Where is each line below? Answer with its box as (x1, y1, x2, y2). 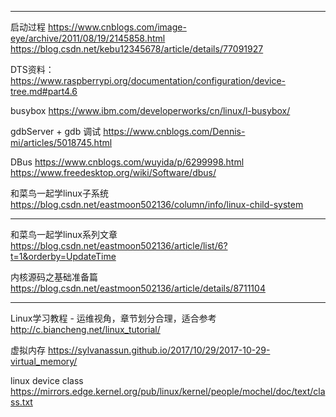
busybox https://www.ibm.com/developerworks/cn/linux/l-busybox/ (10, 105, 291, 116)
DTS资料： (10, 64, 55, 75)
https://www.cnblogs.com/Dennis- (103, 126, 246, 137)
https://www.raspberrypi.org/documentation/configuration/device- (10, 75, 286, 86)
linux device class (10, 375, 84, 386)
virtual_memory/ (10, 356, 78, 367)
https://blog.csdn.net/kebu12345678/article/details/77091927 (10, 43, 264, 55)
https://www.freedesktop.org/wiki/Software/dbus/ (10, 167, 217, 178)
